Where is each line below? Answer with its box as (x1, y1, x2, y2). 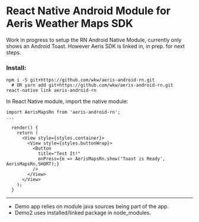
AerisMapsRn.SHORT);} (6, 161, 60, 167)
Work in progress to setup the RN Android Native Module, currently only (6, 36, 182, 43)
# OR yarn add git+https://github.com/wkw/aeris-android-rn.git (11, 82, 174, 88)
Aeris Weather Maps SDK (6, 17, 133, 30)
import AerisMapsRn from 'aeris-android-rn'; (6, 110, 120, 115)
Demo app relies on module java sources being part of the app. (14, 203, 169, 210)
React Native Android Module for (6, 4, 171, 18)
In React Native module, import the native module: (6, 98, 129, 105)
